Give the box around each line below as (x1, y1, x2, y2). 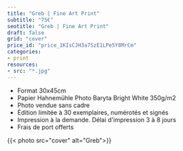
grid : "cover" (7, 36, 48, 43)
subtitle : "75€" (7, 16, 54, 23)
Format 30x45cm (17, 86, 67, 95)
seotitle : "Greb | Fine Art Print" (7, 23, 109, 30)
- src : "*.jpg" (7, 67, 51, 74)
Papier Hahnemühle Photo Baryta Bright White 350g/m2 (17, 93, 177, 102)
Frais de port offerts (17, 123, 74, 131)
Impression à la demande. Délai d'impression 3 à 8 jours (17, 115, 177, 124)
